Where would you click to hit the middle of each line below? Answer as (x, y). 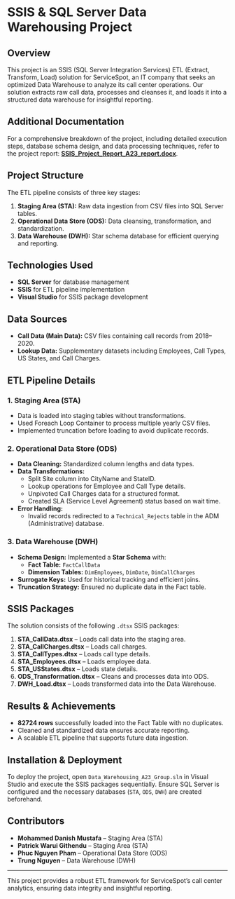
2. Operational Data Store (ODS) (62, 448)
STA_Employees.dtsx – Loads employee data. (84, 662)
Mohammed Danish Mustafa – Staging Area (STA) (90, 838)
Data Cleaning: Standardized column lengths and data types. (106, 464)
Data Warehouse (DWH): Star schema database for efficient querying (118, 236)
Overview (29, 53)
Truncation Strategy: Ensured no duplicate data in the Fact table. (112, 587)
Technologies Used (50, 265)
